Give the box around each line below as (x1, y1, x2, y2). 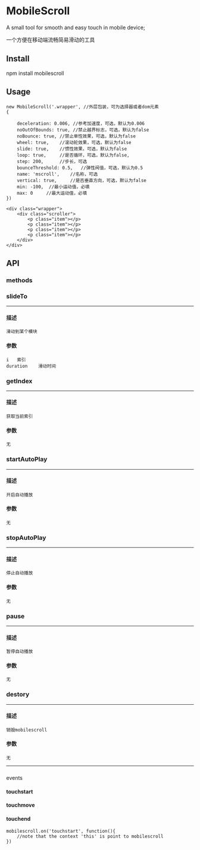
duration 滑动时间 (6, 363, 57, 369)
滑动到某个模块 (6, 329, 37, 335)
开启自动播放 (6, 492, 33, 498)
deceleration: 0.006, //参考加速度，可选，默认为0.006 (17, 120, 145, 126)
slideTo (6, 292, 28, 300)
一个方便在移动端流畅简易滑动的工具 (6, 36, 95, 43)
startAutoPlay (6, 455, 48, 464)
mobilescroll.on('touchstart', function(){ (6, 829, 116, 835)
